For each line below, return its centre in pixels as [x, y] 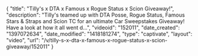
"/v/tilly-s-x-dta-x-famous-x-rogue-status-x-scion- [104, 40]
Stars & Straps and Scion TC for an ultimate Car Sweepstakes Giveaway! [95, 21]
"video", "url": [23, 40]
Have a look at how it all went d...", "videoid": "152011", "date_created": [93, 27]
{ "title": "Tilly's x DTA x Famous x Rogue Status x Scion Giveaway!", [90, 9]
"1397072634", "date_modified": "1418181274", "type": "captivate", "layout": [99, 34]
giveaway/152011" [28, 46]
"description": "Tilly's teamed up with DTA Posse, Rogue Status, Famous [96, 15]
